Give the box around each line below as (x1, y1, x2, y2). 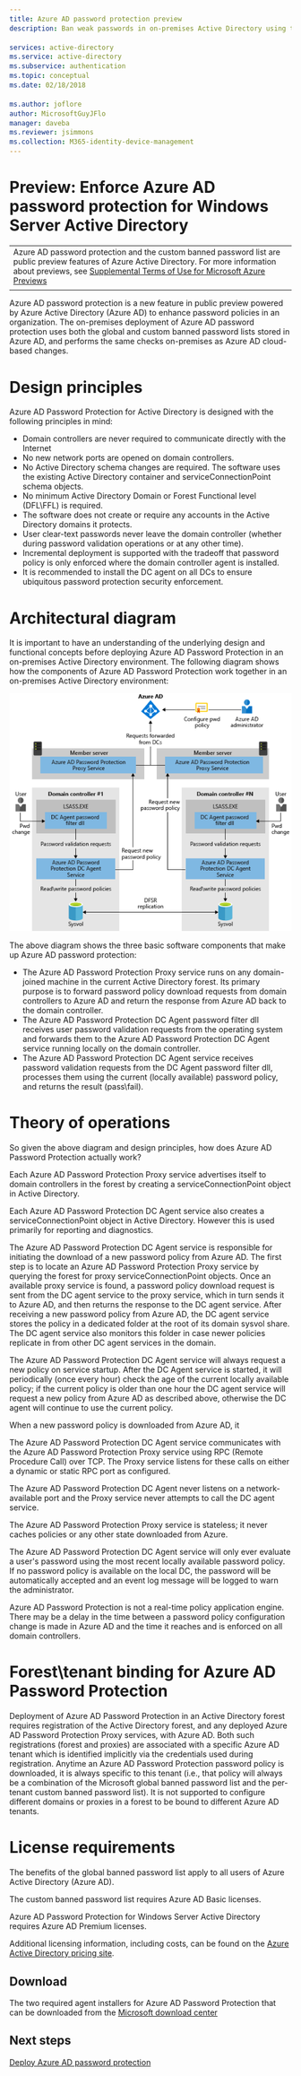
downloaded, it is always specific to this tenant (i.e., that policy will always (9, 1768, 283, 1779)
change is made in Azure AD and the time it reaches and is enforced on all (9, 1621, 283, 1632)
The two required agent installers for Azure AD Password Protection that (9, 1997, 276, 2008)
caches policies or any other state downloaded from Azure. (9, 1529, 228, 1540)
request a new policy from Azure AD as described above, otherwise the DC (9, 1393, 287, 1403)
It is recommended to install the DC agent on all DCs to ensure (21, 567, 253, 578)
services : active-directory (9, 43, 115, 52)
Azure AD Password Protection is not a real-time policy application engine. (9, 1602, 285, 1613)
